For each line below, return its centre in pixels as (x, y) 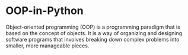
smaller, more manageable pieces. (47, 46)
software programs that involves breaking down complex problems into (93, 39)
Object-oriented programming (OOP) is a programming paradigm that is (93, 27)
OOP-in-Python (44, 11)
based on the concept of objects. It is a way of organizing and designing (94, 33)
